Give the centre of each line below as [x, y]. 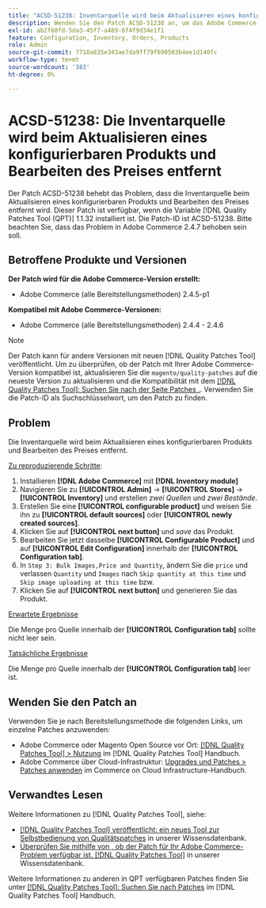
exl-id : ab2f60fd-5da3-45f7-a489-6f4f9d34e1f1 [86, 30]
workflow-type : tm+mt [44, 60]
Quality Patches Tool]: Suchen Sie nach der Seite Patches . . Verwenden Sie [131, 390]
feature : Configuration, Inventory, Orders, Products [99, 38]
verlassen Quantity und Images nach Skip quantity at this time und [133, 574]
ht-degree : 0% [32, 74]
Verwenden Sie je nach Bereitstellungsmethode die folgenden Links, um [125, 721]
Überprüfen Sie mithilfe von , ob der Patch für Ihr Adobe [111, 846]
